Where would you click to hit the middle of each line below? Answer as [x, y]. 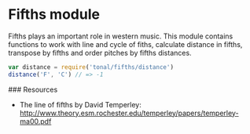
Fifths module [54, 14]
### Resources [33, 89]
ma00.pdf [35, 121]
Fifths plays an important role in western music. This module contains [121, 36]
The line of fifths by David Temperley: [80, 104]
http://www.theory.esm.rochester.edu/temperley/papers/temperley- [129, 113]
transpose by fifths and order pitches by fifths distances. [100, 53]
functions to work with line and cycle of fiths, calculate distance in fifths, [125, 44]
